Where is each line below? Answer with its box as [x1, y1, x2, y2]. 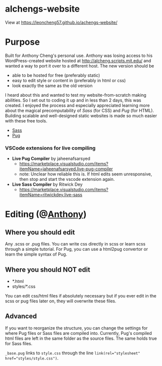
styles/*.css [12, 283, 35, 289]
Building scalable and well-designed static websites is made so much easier [5, 113, 157, 119]
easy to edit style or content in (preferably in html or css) [12, 77, 126, 83]
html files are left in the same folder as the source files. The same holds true [5, 335, 157, 341]
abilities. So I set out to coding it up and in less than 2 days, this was [5, 97, 142, 103]
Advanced [5, 312, 37, 320]
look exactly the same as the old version [12, 83, 93, 88]
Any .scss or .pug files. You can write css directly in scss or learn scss [5, 241, 146, 247]
